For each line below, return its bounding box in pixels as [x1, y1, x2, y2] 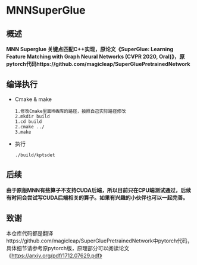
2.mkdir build [14, 113, 50, 119]
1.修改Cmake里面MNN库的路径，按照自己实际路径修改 [14, 108, 126, 114]
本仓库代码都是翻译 [6, 230, 54, 237]
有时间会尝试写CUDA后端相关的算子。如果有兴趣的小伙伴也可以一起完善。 [6, 194, 189, 201]
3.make [14, 129, 32, 135]
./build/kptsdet [14, 152, 55, 158]
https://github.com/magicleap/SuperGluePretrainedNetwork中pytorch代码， [6, 237, 193, 244]
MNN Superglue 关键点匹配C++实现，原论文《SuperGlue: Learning [6, 46, 174, 52]
